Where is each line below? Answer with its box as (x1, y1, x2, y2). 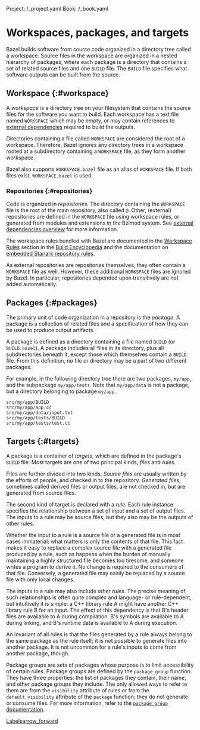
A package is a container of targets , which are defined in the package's (6, 452, 182, 459)
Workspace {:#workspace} (6, 88, 109, 99)
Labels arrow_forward (6, 717, 58, 725)
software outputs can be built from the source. (6, 71, 120, 78)
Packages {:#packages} (6, 298, 98, 308)
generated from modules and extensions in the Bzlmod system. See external (6, 219, 193, 226)
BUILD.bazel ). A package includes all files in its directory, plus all (6, 344, 164, 351)
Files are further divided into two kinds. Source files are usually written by (6, 470, 187, 477)
